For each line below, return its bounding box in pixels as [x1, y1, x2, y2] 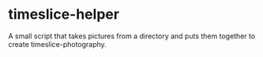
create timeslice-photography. [8, 39, 107, 48]
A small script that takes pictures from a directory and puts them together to [8, 31, 256, 41]
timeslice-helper [8, 5, 120, 23]
